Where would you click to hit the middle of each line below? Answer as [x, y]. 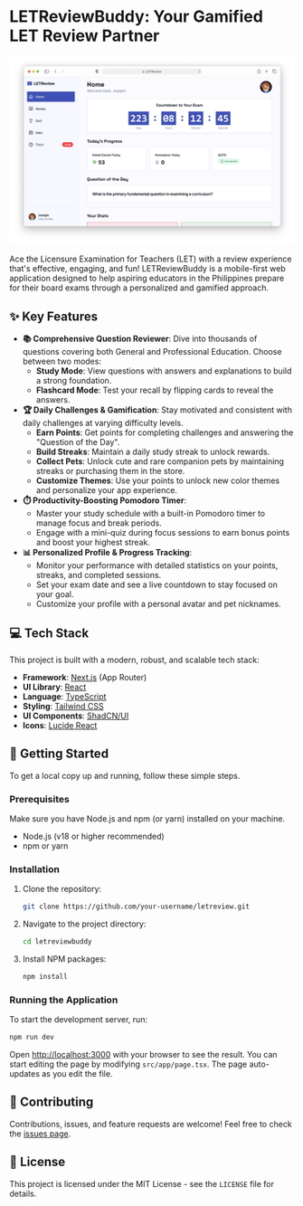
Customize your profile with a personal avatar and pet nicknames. [159, 603]
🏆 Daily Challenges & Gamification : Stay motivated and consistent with [157, 410]
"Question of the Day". [78, 442]
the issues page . [40, 1134]
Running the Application [64, 1000]
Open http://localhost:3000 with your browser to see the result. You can [143, 1054]
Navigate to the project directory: [84, 924]
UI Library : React [54, 687]
